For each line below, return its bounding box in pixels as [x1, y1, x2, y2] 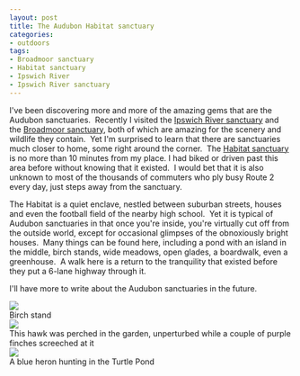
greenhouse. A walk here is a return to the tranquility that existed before [9, 255, 278, 266]
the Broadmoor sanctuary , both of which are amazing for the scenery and [9, 123, 282, 135]
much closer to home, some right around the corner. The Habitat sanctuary [9, 143, 289, 154]
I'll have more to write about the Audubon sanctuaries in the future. [9, 282, 258, 293]
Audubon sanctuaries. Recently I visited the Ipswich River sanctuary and [9, 114, 279, 125]
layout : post [9, 13, 58, 22]
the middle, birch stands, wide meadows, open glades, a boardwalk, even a [9, 246, 288, 257]
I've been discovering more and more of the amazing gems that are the [9, 104, 272, 115]
